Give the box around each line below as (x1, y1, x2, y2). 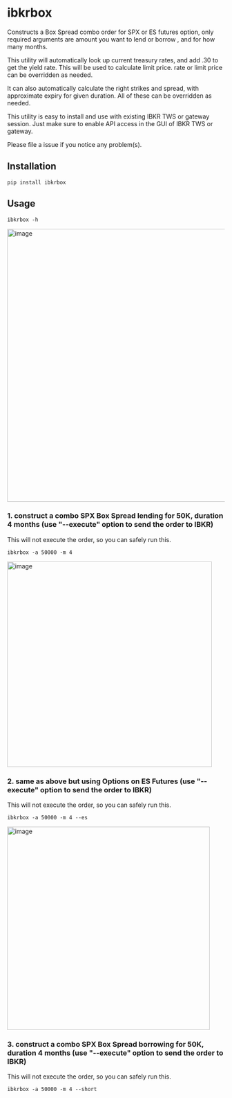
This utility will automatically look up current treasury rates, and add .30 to (7, 55, 219, 64)
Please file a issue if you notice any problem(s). (7, 140, 142, 148)
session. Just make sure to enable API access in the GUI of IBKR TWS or (7, 119, 213, 128)
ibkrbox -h (7, 216, 39, 223)
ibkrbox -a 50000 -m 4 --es (7, 814, 88, 821)
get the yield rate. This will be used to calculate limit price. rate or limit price (7, 63, 223, 71)
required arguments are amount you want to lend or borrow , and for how (7, 35, 215, 43)
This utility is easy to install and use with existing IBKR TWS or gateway (7, 112, 210, 121)
